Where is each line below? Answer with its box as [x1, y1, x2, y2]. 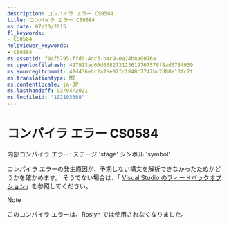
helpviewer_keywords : [7, 42, 70, 49]
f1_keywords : [7, 29, 45, 37]
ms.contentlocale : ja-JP [7, 81, 79, 88]
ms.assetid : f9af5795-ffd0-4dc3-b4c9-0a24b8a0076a [7, 55, 156, 62]
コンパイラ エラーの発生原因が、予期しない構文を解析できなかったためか [7, 164, 215, 173]
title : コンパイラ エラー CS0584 [7, 17, 95, 24]
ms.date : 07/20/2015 [7, 23, 67, 30]
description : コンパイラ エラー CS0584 [7, 10, 114, 17]
